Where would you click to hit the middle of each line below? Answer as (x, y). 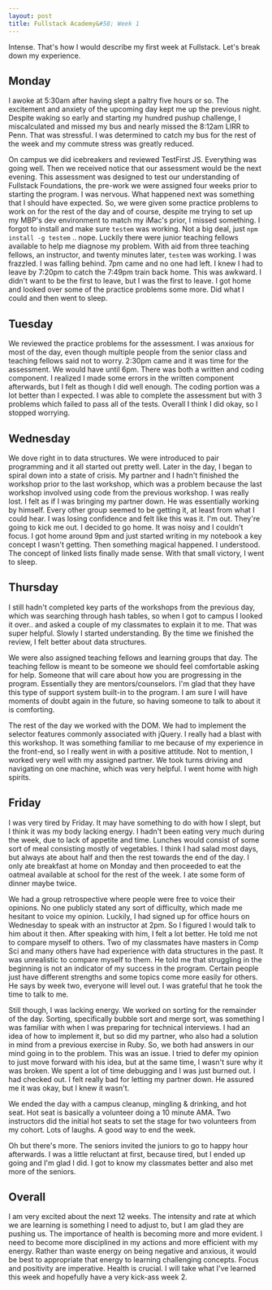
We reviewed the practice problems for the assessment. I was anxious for (131, 344)
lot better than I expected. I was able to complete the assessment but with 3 (135, 395)
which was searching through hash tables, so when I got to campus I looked (136, 615)
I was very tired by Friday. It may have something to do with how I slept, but (135, 822)
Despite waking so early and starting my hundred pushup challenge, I (125, 118)
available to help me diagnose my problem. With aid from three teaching (129, 246)
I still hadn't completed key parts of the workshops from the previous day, (132, 607)
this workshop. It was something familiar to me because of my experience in (136, 742)
